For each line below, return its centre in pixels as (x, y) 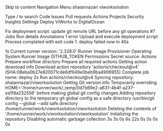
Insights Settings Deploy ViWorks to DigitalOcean (55, 22)
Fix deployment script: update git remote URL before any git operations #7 (80, 31)
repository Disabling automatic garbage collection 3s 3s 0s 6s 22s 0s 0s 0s (81, 119)
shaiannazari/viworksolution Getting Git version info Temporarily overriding (81, 82)
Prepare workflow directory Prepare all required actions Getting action (76, 62)
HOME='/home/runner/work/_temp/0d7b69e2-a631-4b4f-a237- (70, 88)
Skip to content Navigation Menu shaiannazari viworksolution (67, 7)
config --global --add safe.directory (41, 103)
